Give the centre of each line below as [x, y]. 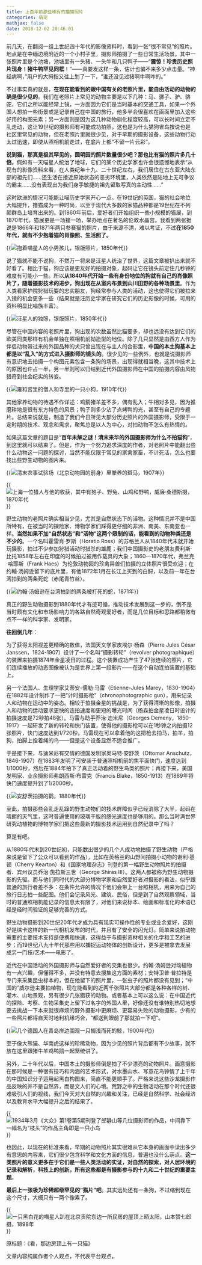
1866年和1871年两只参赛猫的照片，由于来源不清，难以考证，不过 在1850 [105, 228]
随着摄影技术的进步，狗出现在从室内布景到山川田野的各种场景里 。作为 [109, 283]
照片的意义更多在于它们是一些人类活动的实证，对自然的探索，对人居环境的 [103, 1162]
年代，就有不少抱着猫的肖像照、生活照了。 [59, 235]
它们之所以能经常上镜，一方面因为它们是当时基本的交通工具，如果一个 [103, 104]
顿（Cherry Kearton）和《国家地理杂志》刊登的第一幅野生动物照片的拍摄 [96, 864]
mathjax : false [25, 23]
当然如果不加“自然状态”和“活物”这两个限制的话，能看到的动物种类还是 [104, 534]
